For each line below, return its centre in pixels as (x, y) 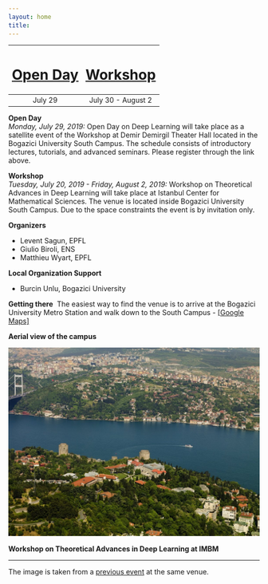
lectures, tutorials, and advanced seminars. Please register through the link (132, 152)
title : (19, 25)
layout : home (30, 17)
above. (20, 160)
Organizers (27, 225)
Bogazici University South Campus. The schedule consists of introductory (130, 143)
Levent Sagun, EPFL (53, 240)
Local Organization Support (55, 273)
